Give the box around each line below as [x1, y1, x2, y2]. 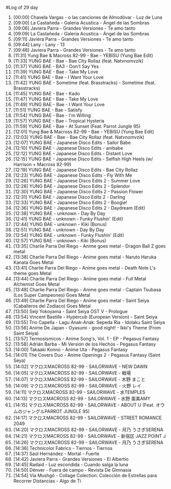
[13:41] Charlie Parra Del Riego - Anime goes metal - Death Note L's [13, 265, 156, 271]
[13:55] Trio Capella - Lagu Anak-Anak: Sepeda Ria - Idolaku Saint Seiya [13, 319, 165, 325]
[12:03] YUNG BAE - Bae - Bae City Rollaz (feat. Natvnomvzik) [13, 134, 145, 140]
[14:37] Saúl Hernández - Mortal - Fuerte [13, 451, 99, 457]
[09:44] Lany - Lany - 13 [13, 42, 65, 48]
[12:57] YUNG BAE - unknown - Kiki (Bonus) [13, 238, 106, 243]
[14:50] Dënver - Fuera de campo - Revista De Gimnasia [13, 467, 132, 473]
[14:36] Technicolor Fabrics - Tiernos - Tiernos [13, 445, 113, 451]
